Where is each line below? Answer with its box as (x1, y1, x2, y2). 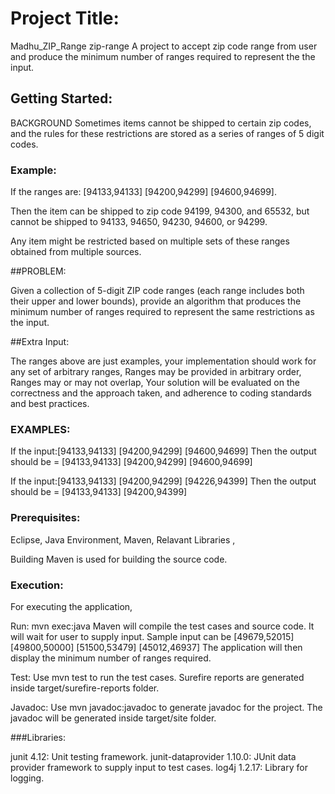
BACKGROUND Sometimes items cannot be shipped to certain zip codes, (10, 117, 312, 129)
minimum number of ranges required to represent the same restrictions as (10, 306, 315, 318)
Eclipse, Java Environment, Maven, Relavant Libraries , (10, 533, 236, 546)
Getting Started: (10, 90, 113, 107)
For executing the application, (10, 600, 133, 612)
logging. (10, 772, 45, 784)
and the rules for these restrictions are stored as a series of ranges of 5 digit (10, 127, 325, 139)
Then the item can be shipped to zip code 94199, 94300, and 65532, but (10, 205, 310, 217)
